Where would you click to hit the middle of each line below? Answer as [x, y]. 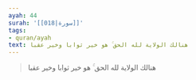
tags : [17, 30]
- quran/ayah [30, 38]
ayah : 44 [23, 15]
